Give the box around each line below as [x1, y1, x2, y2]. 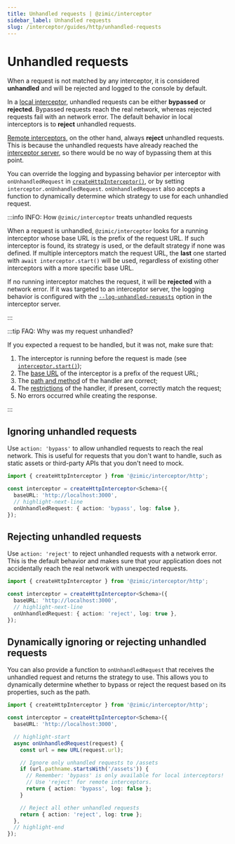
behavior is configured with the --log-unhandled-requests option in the [7, 293, 213, 301]
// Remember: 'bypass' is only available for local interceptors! [25, 772, 224, 779]
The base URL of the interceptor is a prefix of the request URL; [17, 369, 199, 377]
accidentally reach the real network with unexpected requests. [7, 564, 188, 572]
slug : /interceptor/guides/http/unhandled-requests [7, 23, 161, 30]
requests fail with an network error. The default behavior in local [7, 113, 193, 121]
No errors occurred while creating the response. [17, 391, 158, 400]
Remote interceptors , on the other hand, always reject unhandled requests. [7, 134, 224, 142]
